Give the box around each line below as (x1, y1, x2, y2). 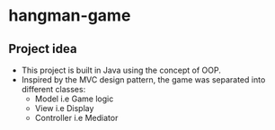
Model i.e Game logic (34, 93, 114, 104)
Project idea (8, 41, 77, 56)
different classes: (21, 84, 86, 94)
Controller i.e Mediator (34, 113, 119, 123)
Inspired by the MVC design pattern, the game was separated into (21, 74, 266, 85)
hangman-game (8, 5, 131, 26)
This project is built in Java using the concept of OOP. (21, 65, 221, 75)
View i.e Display (34, 103, 94, 113)
